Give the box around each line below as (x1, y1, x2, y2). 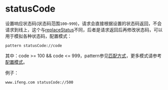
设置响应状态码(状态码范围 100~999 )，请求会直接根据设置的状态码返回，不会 (5, 20, 162, 26)
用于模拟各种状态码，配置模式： (5, 33, 72, 39)
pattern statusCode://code (5, 43, 62, 48)
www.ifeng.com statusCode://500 (5, 79, 73, 85)
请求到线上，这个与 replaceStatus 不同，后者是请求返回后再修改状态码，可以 (5, 26, 163, 33)
